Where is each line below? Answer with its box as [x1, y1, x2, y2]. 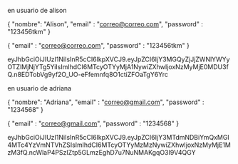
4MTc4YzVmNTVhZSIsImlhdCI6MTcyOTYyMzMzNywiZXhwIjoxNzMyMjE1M [7, 140, 232, 149]
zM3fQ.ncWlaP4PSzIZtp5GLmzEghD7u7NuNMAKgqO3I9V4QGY [7, 148, 196, 156]
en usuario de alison [7, 6, 67, 14]
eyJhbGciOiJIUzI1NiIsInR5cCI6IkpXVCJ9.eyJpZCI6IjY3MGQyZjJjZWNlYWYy [7, 55, 230, 63]
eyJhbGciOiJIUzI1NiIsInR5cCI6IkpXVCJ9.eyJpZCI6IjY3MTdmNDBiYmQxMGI [7, 133, 229, 141]
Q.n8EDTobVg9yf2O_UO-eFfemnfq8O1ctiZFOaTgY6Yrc [7, 71, 169, 78]
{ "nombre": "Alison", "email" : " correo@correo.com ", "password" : [7, 20, 203, 28]
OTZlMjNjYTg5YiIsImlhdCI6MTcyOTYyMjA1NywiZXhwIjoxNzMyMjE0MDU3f [7, 63, 229, 71]
